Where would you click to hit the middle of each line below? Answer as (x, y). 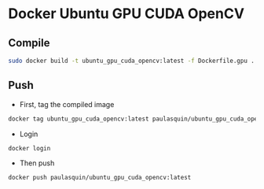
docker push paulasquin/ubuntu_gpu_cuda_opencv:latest (100, 178)
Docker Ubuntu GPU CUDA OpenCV (126, 14)
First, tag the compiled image (67, 104)
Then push (37, 163)
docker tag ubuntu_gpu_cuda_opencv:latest (79, 119)
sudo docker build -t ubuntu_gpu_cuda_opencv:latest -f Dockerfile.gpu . (132, 61)
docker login (29, 148)
